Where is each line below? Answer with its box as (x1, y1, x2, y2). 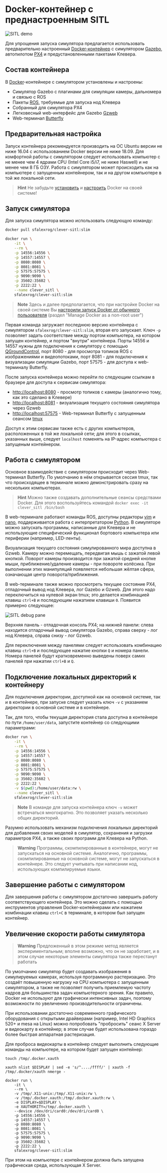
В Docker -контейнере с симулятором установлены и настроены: (5, 79, 144, 85)
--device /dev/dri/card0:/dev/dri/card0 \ (14, 1109, 104, 1114)
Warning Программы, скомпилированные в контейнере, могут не (17, 845, 159, 851)
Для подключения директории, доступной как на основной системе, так (5, 694, 161, 700)
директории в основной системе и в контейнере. (5, 704, 111, 710)
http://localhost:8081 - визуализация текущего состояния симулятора (12, 400, 160, 406)
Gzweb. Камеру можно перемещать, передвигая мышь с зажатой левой (5, 550, 161, 556)
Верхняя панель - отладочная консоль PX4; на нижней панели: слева (5, 622, 154, 628)
